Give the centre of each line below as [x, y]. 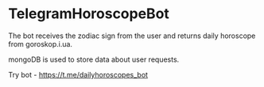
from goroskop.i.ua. [41, 43]
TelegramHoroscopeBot [89, 14]
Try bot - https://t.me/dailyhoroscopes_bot [78, 74]
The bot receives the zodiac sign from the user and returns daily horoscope [132, 36]
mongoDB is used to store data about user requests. [94, 59]
